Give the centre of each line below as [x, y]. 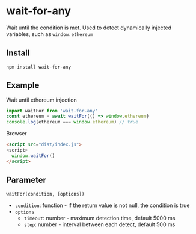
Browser [17, 134]
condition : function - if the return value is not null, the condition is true [102, 205]
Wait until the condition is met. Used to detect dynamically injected [89, 28]
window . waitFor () [33, 155]
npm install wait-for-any [38, 67]
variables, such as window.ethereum [50, 34]
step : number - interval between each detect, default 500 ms [100, 224]
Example [23, 85]
